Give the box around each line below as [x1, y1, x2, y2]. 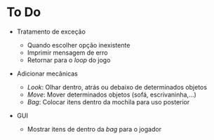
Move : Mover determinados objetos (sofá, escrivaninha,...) [27, 90, 197, 99]
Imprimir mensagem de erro [27, 48, 108, 57]
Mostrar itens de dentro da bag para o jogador [27, 125, 162, 133]
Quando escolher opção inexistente [27, 41, 131, 49]
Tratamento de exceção [16, 27, 86, 36]
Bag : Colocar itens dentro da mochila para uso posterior [27, 97, 190, 106]
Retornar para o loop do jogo [27, 55, 111, 64]
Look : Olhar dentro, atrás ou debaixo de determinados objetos [27, 83, 208, 91]
